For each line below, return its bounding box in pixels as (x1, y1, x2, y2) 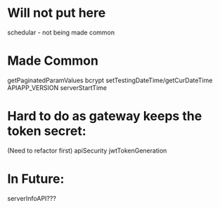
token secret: (7, 123, 86, 139)
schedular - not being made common (7, 28, 115, 37)
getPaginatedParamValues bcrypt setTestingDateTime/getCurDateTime (7, 76, 213, 84)
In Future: (7, 171, 65, 187)
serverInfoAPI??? (7, 194, 56, 202)
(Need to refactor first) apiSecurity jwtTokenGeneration (7, 146, 167, 155)
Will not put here (7, 5, 106, 21)
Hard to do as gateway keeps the (7, 108, 202, 124)
